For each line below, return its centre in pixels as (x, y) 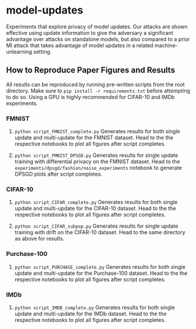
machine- (166, 45)
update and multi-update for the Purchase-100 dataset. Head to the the (101, 273)
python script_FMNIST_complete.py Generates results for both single (97, 131)
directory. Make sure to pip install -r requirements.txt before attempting (98, 91)
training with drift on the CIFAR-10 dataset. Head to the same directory (100, 232)
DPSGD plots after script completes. (58, 174)
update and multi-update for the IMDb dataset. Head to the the (90, 314)
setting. (42, 51)
